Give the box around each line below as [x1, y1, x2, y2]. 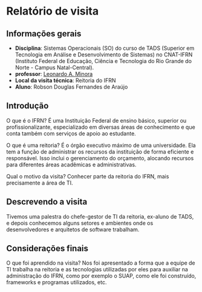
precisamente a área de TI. [6, 179, 73, 186]
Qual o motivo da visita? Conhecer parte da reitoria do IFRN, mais [6, 172, 169, 180]
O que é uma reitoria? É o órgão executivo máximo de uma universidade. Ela [6, 141, 196, 149]
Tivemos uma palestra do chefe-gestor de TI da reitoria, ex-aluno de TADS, [6, 212, 194, 220]
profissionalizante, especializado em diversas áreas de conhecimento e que [6, 123, 195, 131]
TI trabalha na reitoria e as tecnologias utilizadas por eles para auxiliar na [6, 266, 189, 273]
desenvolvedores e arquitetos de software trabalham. [6, 226, 140, 233]
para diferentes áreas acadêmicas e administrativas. [6, 161, 137, 168]
